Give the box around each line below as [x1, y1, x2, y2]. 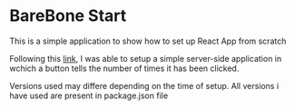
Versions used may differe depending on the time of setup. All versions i [9, 80, 280, 91]
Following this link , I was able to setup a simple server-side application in [9, 53, 282, 64]
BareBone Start [9, 5, 127, 26]
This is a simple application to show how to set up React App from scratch [9, 35, 287, 46]
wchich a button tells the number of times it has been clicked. [9, 63, 240, 74]
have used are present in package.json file [9, 90, 169, 101]
